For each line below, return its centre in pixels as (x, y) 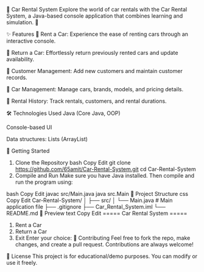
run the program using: (44, 182)
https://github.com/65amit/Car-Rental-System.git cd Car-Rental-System (105, 169)
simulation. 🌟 (23, 22)
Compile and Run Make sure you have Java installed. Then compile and (105, 176)
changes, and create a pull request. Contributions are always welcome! (104, 244)
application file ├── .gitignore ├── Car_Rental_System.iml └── (86, 207)
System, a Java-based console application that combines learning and (95, 16)
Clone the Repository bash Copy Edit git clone (73, 162)
